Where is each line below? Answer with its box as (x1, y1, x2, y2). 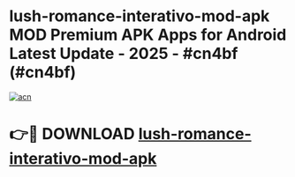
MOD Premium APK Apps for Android (9, 25, 287, 45)
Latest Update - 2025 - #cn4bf (9, 44, 238, 63)
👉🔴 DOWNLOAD (9, 124, 135, 144)
